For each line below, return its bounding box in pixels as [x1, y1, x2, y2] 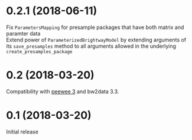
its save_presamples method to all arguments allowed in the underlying [6, 43, 176, 50]
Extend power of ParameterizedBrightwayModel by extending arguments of [6, 36, 187, 43]
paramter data [6, 30, 41, 37]
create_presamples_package [6, 48, 73, 54]
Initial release [6, 128, 38, 135]
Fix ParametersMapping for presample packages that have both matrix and [6, 24, 184, 31]
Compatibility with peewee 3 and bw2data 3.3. [6, 87, 119, 95]
